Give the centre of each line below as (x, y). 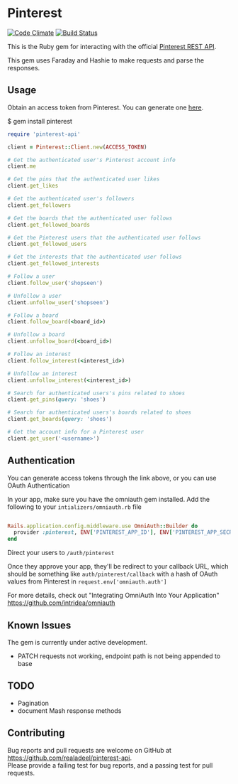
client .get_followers (39, 205)
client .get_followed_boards (49, 225)
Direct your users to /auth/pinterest (61, 553)
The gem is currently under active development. (78, 642)
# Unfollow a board (36, 335)
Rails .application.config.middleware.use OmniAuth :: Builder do (103, 526)
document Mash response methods (69, 710)
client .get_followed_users (47, 244)
